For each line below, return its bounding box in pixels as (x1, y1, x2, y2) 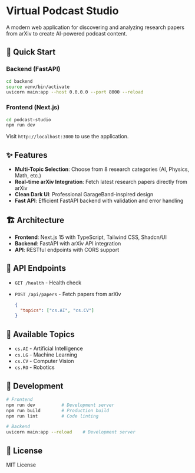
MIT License (6, 461, 37, 468)
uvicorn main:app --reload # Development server (6, 429, 135, 435)
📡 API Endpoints (6, 263, 67, 273)
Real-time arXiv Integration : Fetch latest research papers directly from (14, 179, 187, 186)
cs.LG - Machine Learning (14, 351, 78, 358)
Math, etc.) (14, 172, 41, 179)
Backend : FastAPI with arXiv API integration (14, 239, 121, 247)
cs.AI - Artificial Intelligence (14, 345, 84, 352)
